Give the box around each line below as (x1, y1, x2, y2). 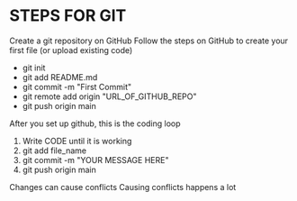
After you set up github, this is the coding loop (9, 118, 182, 129)
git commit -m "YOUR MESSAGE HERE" (22, 154, 169, 165)
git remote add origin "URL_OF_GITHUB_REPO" (22, 91, 197, 102)
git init (22, 62, 46, 73)
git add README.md (22, 71, 98, 82)
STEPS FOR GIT (9, 5, 127, 26)
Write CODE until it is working (22, 135, 132, 146)
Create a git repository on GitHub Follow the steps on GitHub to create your (9, 35, 289, 46)
